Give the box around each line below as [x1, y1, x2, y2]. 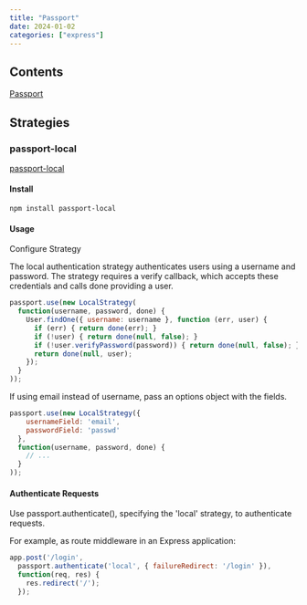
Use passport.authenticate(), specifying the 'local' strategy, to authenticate [9, 508, 292, 519]
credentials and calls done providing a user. [9, 280, 174, 292]
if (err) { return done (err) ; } [33, 323, 157, 333]
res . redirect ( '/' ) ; [26, 579, 101, 588]
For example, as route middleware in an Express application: [9, 536, 236, 547]
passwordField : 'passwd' [26, 425, 121, 434]
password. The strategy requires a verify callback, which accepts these [9, 271, 279, 282]
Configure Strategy [9, 244, 82, 255]
